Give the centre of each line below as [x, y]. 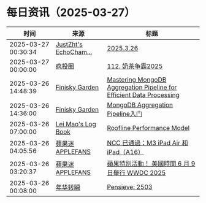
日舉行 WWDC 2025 [136, 172]
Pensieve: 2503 [130, 186]
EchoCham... [74, 52]
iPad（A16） [126, 152]
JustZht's [69, 44]
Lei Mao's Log [76, 124]
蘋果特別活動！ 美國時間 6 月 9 [151, 163]
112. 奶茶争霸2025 [135, 66]
